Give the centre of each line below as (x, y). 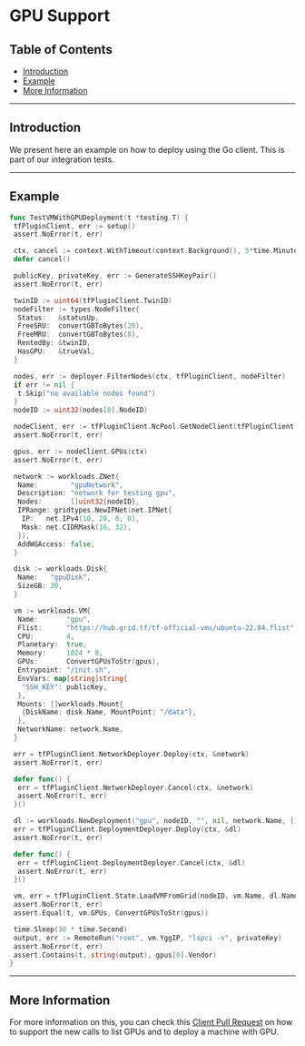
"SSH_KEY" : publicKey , (64, 687)
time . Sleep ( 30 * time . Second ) (70, 929)
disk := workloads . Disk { (60, 569)
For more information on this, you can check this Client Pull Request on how (151, 1022)
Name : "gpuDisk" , (54, 578)
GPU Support (60, 16)
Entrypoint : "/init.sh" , (64, 670)
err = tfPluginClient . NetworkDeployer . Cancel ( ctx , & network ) (136, 787)
